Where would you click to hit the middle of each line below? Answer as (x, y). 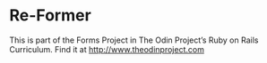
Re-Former (50, 16)
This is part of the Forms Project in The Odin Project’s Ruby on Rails (134, 40)
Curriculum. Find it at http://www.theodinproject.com (107, 49)
